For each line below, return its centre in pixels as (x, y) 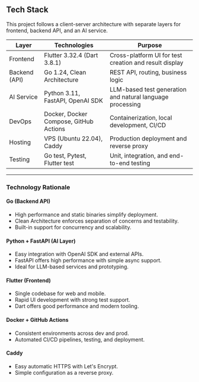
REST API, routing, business (148, 72)
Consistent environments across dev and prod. (72, 333)
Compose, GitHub (69, 121)
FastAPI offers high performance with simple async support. (88, 261)
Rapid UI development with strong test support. (72, 300)
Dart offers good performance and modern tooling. (77, 306)
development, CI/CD (138, 125)
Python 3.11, (62, 93)
